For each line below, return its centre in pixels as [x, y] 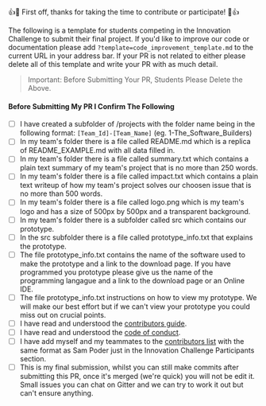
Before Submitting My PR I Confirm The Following [91, 106]
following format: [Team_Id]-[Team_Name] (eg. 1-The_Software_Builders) [136, 133]
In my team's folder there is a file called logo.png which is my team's [132, 202]
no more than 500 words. [61, 193]
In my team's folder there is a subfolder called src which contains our [133, 220]
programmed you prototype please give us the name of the [116, 272]
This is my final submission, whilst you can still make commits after [129, 367]
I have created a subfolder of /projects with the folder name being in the [137, 124]
